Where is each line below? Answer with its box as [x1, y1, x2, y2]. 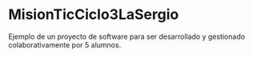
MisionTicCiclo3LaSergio [8, 6, 179, 24]
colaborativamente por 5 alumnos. [8, 40, 122, 49]
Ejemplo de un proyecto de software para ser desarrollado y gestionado [8, 32, 246, 41]
